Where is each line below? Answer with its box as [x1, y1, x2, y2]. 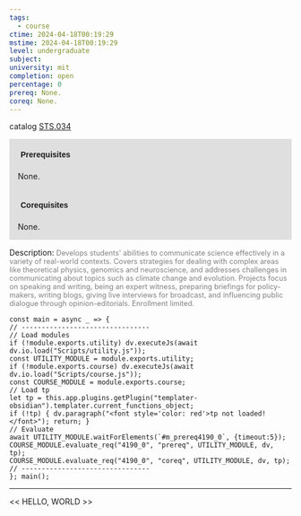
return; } [53, 417, 90, 426]
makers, [9, 291, 37, 301]
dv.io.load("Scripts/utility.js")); [9, 346, 146, 355]
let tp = [9, 394, 42, 403]
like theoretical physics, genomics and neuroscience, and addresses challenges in [9, 266, 288, 275]
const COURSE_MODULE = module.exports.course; [9, 378, 186, 387]
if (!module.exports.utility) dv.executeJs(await [9, 338, 199, 348]
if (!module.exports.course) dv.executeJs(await [9, 363, 194, 372]
